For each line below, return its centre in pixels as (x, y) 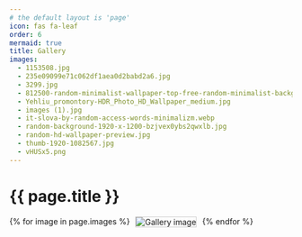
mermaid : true (36, 43)
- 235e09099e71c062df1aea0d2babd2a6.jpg (94, 77)
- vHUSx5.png (42, 151)
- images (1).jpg (50, 110)
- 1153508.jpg (44, 68)
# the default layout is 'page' (70, 18)
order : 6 (26, 34)
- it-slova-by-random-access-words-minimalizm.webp (116, 118)
